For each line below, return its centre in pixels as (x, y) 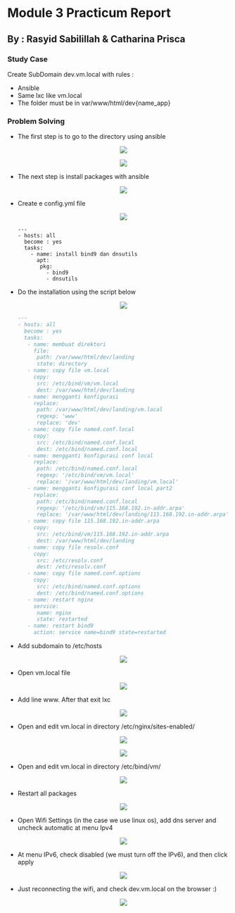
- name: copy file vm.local (68, 371)
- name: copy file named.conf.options (84, 573)
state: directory (62, 364)
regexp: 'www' (57, 416)
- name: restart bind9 (60, 626)
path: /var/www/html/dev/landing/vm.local (100, 410)
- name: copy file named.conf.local (81, 430)
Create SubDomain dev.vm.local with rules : (71, 74)
